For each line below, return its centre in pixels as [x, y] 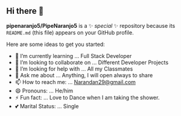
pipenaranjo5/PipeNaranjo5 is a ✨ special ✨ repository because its [91, 25]
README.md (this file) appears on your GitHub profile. [70, 32]
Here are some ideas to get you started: [56, 44]
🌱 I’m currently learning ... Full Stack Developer [73, 56]
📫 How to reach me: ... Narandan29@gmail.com [75, 82]
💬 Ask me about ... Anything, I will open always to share [84, 75]
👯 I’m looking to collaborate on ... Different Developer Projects [92, 62]
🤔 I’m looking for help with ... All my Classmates [74, 69]
